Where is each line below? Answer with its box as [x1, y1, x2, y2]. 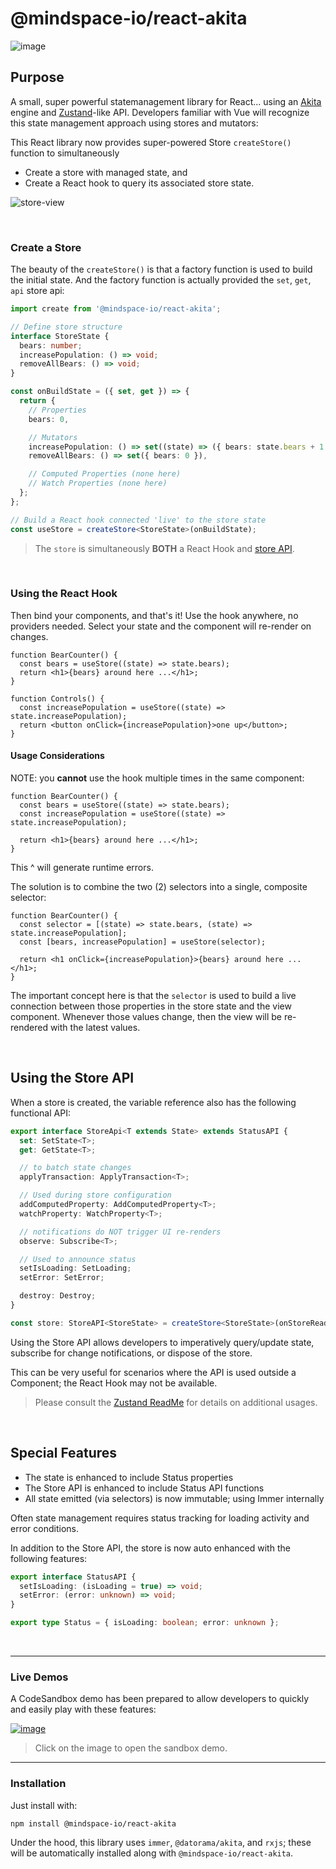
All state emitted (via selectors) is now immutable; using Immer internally [24, 1492, 325, 1504]
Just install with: [10, 1799, 78, 1811]
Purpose [10, 69, 65, 86]
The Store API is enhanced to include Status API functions [24, 1482, 265, 1494]
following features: [10, 1552, 88, 1564]
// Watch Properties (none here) [28, 478, 168, 489]
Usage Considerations [10, 750, 105, 762]
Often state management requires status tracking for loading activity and [10, 1512, 310, 1524]
